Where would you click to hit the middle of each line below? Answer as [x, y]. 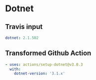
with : [15, 69]
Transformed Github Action [48, 53]
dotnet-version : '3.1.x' [40, 74]
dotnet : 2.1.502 [22, 38]
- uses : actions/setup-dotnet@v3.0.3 [44, 64]
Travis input [24, 27]
